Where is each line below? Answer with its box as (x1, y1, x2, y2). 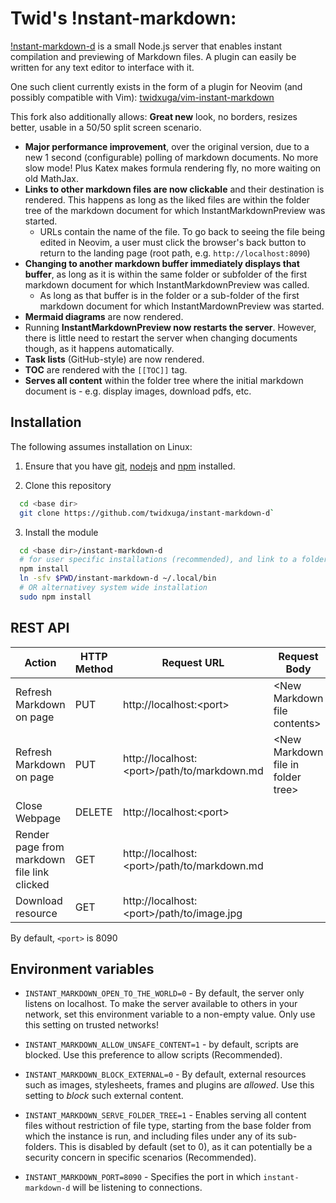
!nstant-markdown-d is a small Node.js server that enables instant (10, 40, 283, 52)
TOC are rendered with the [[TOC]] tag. (24, 363, 188, 376)
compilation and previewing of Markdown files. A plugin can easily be (10, 50, 297, 62)
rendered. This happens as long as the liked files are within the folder (24, 193, 310, 206)
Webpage (15, 811, 62, 825)
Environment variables (10, 960, 155, 977)
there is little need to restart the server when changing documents (24, 332, 298, 344)
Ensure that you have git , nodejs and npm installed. (24, 460, 236, 472)
